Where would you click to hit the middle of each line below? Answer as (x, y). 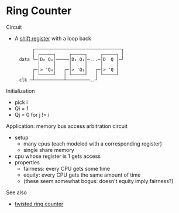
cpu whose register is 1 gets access (58, 156)
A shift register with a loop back (53, 38)
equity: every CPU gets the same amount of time (82, 175)
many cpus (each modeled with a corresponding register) (93, 143)
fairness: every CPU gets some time (67, 168)
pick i (21, 102)
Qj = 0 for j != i (32, 114)
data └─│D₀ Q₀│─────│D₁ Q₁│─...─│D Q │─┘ (72, 59)
